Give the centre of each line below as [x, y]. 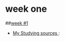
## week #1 [17, 23]
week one [26, 9]
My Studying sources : [36, 33]
